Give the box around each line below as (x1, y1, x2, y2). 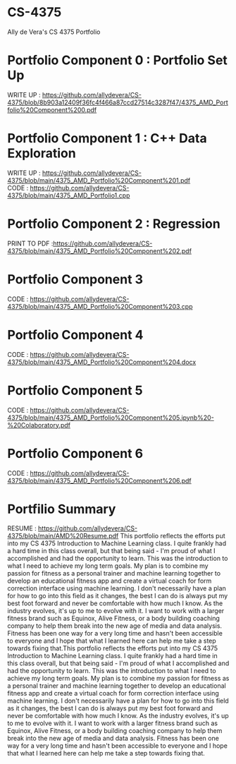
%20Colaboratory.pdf (7, 420, 71, 429)
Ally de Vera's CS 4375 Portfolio (7, 28, 101, 36)
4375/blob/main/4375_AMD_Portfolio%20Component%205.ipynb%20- (7, 413, 215, 422)
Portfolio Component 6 (7, 445, 143, 461)
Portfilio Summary (7, 501, 116, 517)
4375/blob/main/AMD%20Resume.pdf (7, 532, 119, 540)
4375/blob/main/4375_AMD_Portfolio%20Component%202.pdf (7, 246, 192, 255)
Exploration (7, 145, 76, 162)
